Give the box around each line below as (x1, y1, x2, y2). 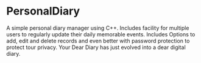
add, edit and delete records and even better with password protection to (6, 37, 190, 44)
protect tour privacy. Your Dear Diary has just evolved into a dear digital (6, 44, 186, 51)
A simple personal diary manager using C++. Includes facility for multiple (6, 24, 189, 31)
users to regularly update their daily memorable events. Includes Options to (6, 30, 196, 38)
